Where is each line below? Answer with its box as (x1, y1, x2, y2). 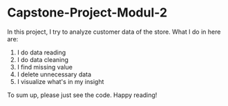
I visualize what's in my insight (17, 77, 104, 85)
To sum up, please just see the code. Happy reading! (7, 91, 158, 99)
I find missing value (17, 63, 73, 71)
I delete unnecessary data (17, 70, 92, 78)
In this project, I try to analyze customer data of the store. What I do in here (7, 28, 221, 36)
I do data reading (17, 48, 66, 56)
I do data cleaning (17, 55, 69, 63)
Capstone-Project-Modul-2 (7, 5, 168, 21)
